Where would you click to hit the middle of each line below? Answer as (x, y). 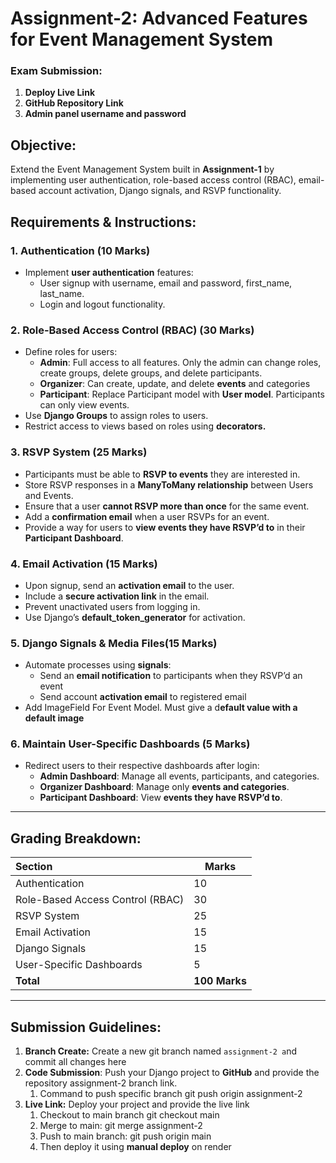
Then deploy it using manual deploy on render (135, 1147)
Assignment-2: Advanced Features (159, 18)
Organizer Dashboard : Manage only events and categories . (164, 787)
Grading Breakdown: (76, 838)
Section (34, 867)
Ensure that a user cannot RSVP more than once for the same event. (167, 506)
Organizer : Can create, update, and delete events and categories (175, 384)
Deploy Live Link (59, 93)
